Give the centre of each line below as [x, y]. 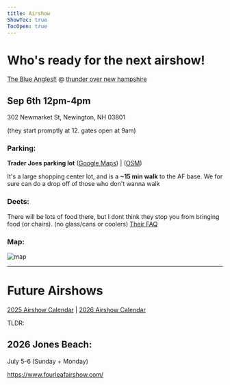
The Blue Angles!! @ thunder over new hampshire [77, 79]
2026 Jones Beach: [50, 345]
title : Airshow [29, 13]
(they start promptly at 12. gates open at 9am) [72, 130]
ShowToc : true [27, 20]
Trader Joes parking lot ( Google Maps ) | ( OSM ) [75, 163]
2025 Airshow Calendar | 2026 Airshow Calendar [76, 310]
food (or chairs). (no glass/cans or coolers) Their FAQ [82, 224]
